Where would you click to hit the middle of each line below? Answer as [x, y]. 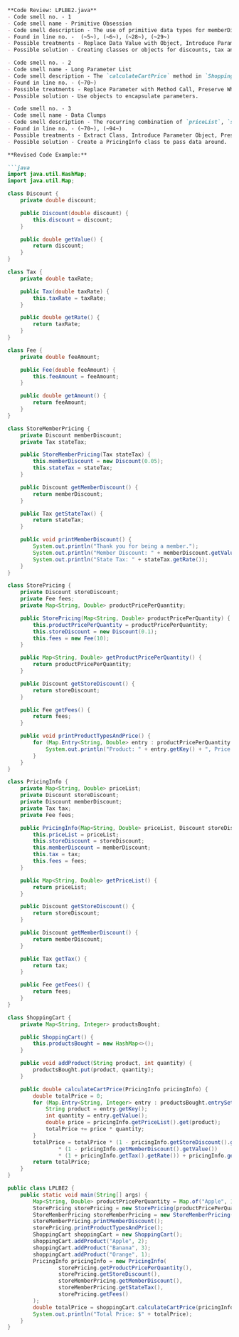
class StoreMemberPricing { [49, 428]
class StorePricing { [39, 586]
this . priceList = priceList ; [76, 834]
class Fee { [25, 350]
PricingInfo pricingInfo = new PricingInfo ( [100, 1261]
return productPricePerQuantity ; [83, 665]
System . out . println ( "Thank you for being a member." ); [116, 546]
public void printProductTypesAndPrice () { [86, 736]
